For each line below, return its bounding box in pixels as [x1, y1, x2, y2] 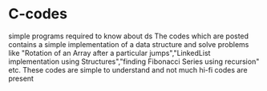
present [8, 73, 34, 83]
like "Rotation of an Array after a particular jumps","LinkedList [8, 48, 211, 57]
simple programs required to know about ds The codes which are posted [8, 31, 249, 41]
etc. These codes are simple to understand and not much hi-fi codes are [8, 65, 248, 74]
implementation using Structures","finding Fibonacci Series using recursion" [8, 57, 260, 66]
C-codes [8, 5, 68, 23]
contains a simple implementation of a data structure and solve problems [8, 39, 249, 49]
